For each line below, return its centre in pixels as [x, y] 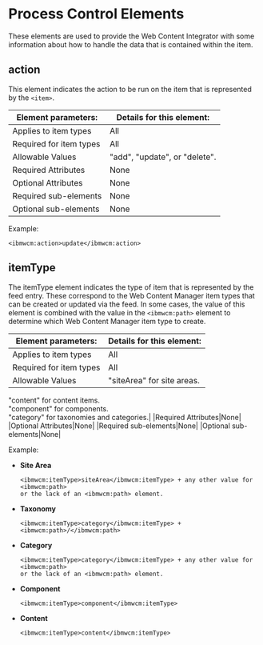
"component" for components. [59, 408]
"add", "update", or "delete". [163, 157]
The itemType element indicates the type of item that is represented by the [131, 287]
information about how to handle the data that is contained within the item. [131, 44]
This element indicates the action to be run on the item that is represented [130, 89]
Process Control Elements [96, 14]
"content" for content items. [54, 400]
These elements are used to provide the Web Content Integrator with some [131, 36]
